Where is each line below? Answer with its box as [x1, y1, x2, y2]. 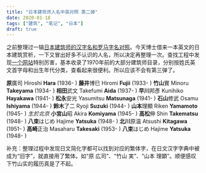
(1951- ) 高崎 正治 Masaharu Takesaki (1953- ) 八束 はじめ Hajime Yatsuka [6, 125, 191, 133]
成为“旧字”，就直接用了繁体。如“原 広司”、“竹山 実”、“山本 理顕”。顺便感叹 [6, 152, 197, 160]
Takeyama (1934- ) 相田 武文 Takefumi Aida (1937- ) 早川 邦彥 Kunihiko [6, 87, 184, 95]
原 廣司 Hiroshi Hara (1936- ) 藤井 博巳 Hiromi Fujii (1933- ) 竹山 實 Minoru [6, 79, 189, 87]
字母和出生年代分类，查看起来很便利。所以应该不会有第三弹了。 [17, 67, 178, 74]
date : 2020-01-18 [6, 15, 51, 21]
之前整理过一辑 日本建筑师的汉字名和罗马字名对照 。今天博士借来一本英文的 [6, 43, 194, 51]
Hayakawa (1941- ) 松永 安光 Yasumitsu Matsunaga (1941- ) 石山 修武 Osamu [6, 95, 199, 102]
